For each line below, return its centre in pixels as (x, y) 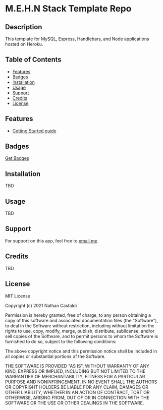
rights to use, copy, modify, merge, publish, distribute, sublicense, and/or (80, 331)
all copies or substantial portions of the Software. (55, 356)
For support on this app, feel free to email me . (52, 240)
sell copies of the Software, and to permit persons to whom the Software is (82, 336)
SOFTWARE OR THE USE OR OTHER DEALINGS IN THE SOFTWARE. (75, 403)
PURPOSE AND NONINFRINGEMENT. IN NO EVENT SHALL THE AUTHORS (81, 382)
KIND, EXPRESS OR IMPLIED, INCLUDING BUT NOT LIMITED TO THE (75, 371)
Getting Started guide (34, 131)
